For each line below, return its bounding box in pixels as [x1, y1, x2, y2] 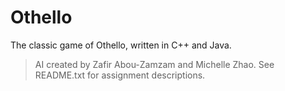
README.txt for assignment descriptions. [34, 69, 206, 81]
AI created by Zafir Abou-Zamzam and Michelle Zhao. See [34, 58, 275, 70]
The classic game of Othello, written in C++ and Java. [10, 39, 232, 51]
